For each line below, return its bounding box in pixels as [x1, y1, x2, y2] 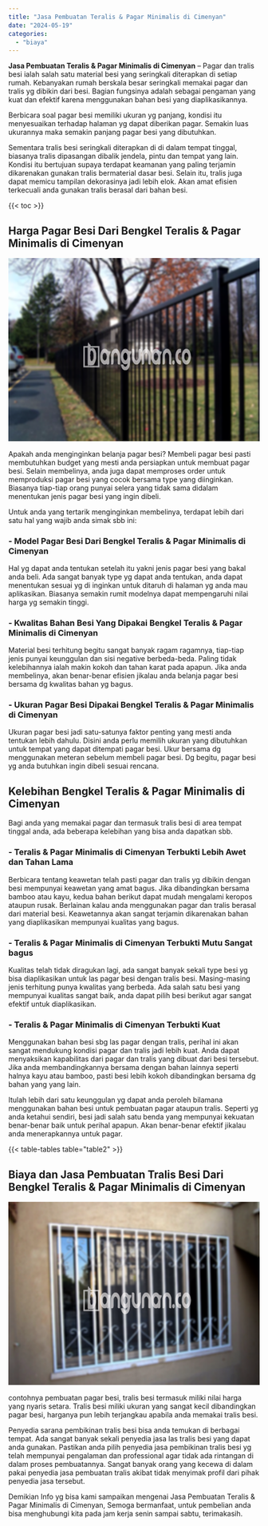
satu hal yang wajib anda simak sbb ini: [8, 515, 137, 525]
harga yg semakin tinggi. [8, 597, 89, 607]
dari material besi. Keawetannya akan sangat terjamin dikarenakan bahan [8, 909, 249, 918]
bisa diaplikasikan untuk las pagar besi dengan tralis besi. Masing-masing [8, 973, 251, 983]
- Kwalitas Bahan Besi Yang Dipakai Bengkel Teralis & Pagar [8, 617, 243, 628]
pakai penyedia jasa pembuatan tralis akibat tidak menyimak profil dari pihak [8, 1468, 259, 1477]
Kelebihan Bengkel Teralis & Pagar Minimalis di [8, 784, 246, 798]
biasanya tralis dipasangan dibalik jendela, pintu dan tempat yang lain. [8, 152, 239, 161]
